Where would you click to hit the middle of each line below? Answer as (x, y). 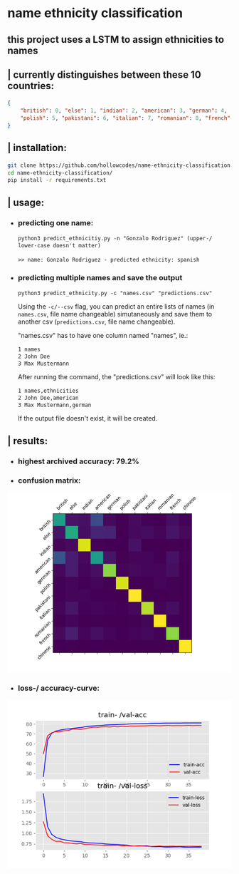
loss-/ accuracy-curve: (58, 688)
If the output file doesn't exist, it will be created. (87, 418)
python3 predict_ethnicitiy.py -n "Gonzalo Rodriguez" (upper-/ (115, 239)
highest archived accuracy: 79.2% (79, 461)
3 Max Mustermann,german (54, 405)
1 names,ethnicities (48, 391)
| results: (28, 441)
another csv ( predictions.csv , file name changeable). (96, 322)
